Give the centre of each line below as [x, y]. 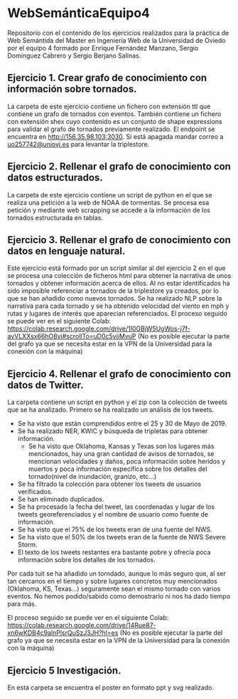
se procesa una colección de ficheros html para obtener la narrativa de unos [119, 276]
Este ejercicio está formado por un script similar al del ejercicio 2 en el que [117, 268]
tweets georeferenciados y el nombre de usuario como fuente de [113, 514]
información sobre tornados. [72, 89]
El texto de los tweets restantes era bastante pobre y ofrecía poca [114, 552]
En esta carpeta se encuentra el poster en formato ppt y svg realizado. [111, 688]
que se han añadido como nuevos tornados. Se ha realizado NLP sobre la [115, 299]
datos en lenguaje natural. [66, 251]
